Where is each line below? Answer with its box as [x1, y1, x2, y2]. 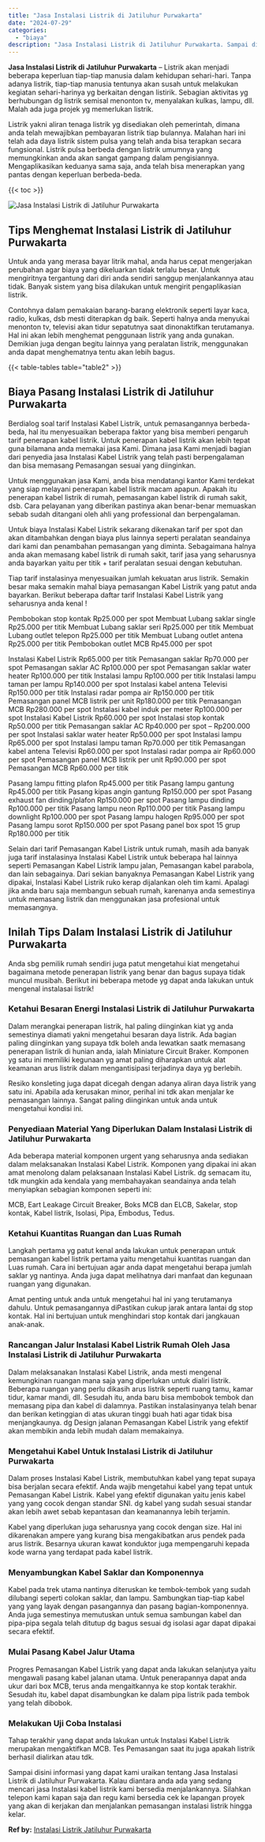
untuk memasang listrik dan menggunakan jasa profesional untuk [8, 894, 220, 904]
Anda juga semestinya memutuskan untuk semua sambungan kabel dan [8, 1610, 242, 1620]
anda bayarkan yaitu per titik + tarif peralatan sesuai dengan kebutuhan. [8, 557, 243, 568]
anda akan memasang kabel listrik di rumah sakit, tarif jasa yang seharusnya [8, 550, 256, 559]
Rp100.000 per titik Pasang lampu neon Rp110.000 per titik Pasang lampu [8, 804, 245, 813]
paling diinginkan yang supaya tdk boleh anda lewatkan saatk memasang [8, 1038, 246, 1047]
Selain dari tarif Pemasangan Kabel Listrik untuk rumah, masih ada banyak [8, 844, 250, 853]
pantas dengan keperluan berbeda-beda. [8, 170, 142, 180]
